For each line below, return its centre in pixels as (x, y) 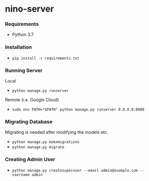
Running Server (24, 70)
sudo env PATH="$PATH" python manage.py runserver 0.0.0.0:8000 (78, 110)
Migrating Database (29, 122)
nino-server (30, 9)
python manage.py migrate (38, 147)
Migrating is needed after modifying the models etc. (57, 132)
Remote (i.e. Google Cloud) (32, 100)
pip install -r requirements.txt (46, 58)
